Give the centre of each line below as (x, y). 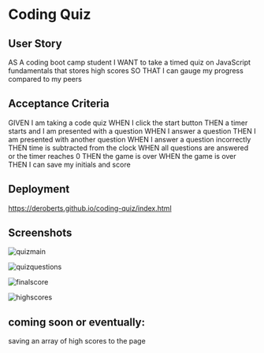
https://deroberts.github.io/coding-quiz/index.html (90, 208)
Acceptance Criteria (59, 104)
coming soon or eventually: (77, 322)
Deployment (39, 189)
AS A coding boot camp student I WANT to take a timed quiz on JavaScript (129, 62)
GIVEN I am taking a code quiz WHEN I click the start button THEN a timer (128, 123)
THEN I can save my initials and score (70, 164)
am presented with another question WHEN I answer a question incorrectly (130, 139)
